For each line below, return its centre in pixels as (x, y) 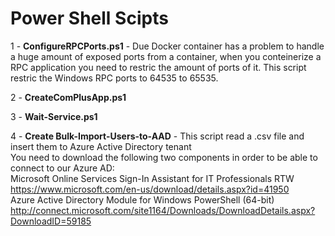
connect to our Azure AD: (62, 168)
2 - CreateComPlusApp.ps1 (68, 97)
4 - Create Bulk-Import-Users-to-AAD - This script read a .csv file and (157, 136)
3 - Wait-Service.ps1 (54, 116)
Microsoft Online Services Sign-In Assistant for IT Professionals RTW (152, 178)
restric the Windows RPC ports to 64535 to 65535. (114, 78)
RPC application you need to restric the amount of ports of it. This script (158, 67)
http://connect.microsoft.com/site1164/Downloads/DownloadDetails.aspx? (163, 210)
